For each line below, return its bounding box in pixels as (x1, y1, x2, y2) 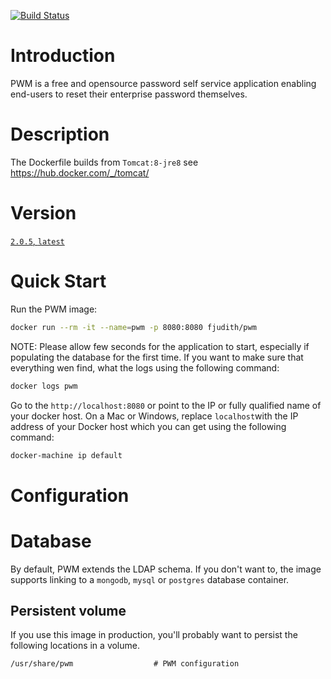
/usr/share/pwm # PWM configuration (10, 659, 240, 669)
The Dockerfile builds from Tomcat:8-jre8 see (10, 156, 199, 168)
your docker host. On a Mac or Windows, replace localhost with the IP (10, 410, 299, 422)
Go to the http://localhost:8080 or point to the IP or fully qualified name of (10, 399, 322, 411)
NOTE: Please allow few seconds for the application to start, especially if (10, 340, 310, 352)
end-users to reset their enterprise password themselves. (10, 88, 248, 100)
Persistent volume (10, 602, 127, 619)
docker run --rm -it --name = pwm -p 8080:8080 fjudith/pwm (10, 322, 257, 332)
